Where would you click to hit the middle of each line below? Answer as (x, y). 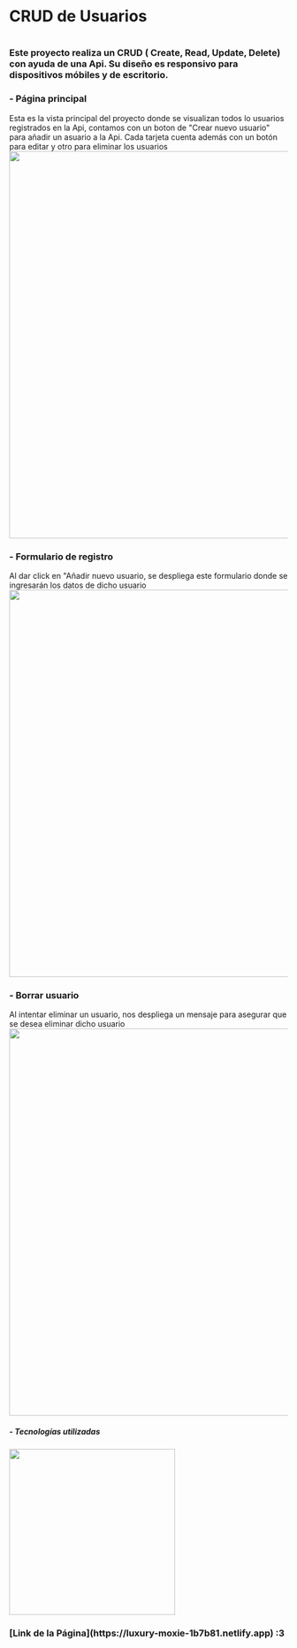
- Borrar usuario (44, 995)
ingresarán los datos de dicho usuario (78, 585)
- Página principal (48, 99)
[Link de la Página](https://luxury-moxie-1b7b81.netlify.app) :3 (147, 1633)
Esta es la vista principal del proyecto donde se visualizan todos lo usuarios (147, 118)
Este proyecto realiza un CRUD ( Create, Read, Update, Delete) (145, 53)
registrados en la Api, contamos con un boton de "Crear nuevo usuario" (140, 127)
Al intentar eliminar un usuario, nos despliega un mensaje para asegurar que (148, 1014)
